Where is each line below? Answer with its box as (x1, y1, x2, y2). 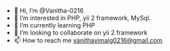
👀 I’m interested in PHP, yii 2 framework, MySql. (13, 14, 151, 22)
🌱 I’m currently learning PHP (13, 21, 95, 29)
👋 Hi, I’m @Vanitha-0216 (13, 7, 84, 14)
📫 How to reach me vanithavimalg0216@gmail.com (13, 37, 162, 44)
